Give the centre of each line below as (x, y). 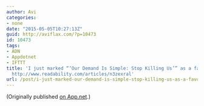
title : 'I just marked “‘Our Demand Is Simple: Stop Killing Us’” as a (99, 68)
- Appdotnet (21, 57)
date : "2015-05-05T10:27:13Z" (45, 29)
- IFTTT (16, 62)
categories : (21, 18)
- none (15, 23)
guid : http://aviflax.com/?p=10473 (51, 35)
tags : (13, 46)
